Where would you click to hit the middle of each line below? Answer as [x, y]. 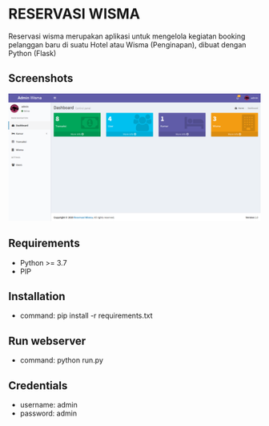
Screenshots [41, 78]
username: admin [49, 404]
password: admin [48, 413]
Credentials [38, 385]
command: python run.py [62, 360]
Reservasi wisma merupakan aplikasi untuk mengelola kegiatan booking [127, 36]
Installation [37, 296]
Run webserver [47, 341]
